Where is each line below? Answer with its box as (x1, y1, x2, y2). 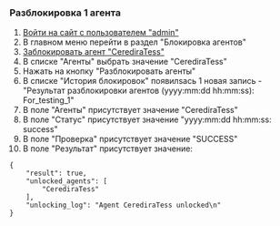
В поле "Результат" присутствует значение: (22, 143, 194, 154)
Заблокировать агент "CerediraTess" (22, 46, 165, 57)
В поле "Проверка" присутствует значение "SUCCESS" (22, 134, 238, 145)
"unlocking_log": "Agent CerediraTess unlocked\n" (25, 200, 222, 211)
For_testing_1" (22, 95, 75, 106)
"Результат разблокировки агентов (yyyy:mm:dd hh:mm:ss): (22, 85, 255, 97)
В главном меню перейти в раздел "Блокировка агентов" (22, 36, 247, 47)
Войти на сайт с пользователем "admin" (22, 27, 179, 38)
